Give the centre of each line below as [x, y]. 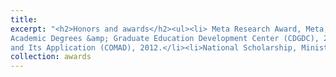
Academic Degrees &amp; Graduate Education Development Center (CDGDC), [165, 38]
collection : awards [51, 57]
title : [24, 19]
